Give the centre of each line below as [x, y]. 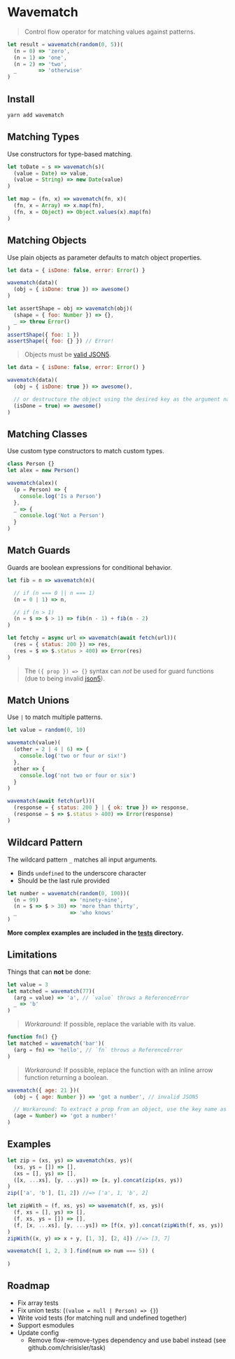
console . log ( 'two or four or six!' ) [73, 756]
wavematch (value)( [34, 743]
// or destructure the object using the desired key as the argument [117, 399]
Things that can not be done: [49, 972]
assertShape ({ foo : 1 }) [43, 335]
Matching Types [43, 137]
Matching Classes [47, 434]
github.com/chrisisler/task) [67, 1347]
